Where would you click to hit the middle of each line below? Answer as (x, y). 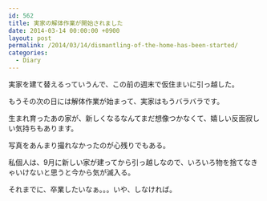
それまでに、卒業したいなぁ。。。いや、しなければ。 (92, 189)
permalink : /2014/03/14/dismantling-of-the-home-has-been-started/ (123, 46)
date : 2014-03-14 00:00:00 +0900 (64, 30)
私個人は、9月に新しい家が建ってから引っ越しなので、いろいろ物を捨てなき (133, 162)
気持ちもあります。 (47, 128)
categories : (28, 53)
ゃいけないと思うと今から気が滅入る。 (71, 172)
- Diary (28, 61)
